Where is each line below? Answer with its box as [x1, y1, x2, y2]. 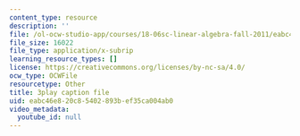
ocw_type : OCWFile [9, 72, 78, 81]
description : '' [9, 21, 70, 30]
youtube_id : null [17, 113, 82, 122]
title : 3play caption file [9, 88, 110, 97]
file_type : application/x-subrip [9, 47, 134, 55]
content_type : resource [9, 13, 98, 22]
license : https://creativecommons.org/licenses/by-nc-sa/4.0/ [9, 64, 246, 72]
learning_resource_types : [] [9, 55, 118, 64]
